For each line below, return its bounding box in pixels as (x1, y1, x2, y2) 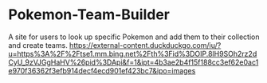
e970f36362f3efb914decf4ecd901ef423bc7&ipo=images (8, 65, 196, 75)
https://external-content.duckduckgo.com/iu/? (69, 40, 222, 49)
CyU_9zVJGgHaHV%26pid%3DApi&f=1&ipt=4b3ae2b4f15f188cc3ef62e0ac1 (8, 57, 259, 67)
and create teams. (8, 40, 68, 49)
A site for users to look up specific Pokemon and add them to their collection (8, 32, 260, 41)
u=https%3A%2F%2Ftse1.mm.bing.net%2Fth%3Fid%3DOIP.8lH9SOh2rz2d (8, 49, 257, 58)
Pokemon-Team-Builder (8, 6, 170, 24)
